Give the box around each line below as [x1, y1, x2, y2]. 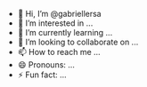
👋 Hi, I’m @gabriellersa [17, 9, 102, 19]
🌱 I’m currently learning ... [17, 28, 113, 37]
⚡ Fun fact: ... [17, 69, 67, 80]
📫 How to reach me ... [17, 47, 101, 57]
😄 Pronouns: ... [17, 59, 76, 70]
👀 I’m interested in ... [17, 18, 94, 28]
